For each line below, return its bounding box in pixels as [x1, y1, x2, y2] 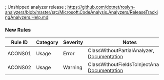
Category [36, 39, 59, 46]
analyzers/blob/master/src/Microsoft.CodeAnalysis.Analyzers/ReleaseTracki [5, 9, 158, 15]
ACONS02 [7, 64, 32, 71]
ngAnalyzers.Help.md [5, 15, 49, 20]
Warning [63, 64, 82, 71]
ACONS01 [7, 50, 32, 57]
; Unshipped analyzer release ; [5, 4, 67, 10]
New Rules [5, 26, 31, 33]
